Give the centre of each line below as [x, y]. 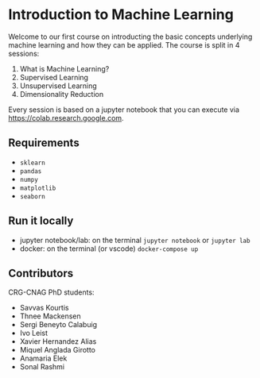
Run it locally [41, 221]
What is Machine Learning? [64, 68]
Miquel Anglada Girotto [58, 350]
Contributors [41, 273]
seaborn [32, 196]
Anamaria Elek [43, 358]
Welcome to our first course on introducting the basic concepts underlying [130, 37]
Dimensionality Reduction [62, 94]
